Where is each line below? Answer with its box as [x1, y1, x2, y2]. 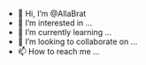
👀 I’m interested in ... [17, 18, 93, 28]
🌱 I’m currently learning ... [17, 27, 112, 37]
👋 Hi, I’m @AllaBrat [17, 9, 87, 18]
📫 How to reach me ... [17, 47, 100, 56]
